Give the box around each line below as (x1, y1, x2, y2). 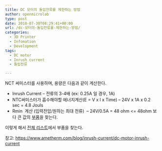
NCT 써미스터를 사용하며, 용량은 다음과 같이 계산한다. (5, 80, 106, 86)
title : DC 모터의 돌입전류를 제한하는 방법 (5, 7, 81, 12)
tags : (5, 48, 16, 53)
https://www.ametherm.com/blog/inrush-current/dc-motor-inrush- (15, 135, 150, 141)
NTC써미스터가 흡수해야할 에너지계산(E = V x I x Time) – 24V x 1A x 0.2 (12, 97, 151, 103)
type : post (5, 16, 27, 21)
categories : (5, 30, 29, 35)
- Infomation (9, 39, 36, 44)
